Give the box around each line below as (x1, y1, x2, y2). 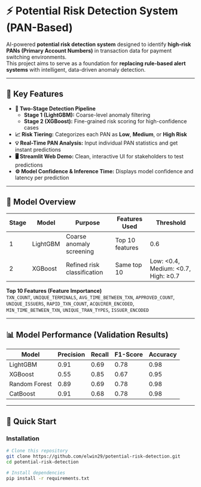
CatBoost (9, 390, 36, 398)
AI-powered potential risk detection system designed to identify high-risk (6, 41, 191, 48)
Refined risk (65, 261, 100, 269)
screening (65, 247, 95, 255)
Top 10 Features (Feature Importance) (6, 287, 102, 294)
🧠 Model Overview (6, 197, 76, 207)
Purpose (75, 218, 100, 226)
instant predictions (14, 146, 61, 153)
